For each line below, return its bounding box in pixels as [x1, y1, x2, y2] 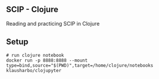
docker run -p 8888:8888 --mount [6, 58, 88, 63]
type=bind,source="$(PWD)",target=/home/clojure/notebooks [6, 62, 154, 69]
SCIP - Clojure [6, 5, 59, 15]
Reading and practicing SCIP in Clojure [6, 20, 100, 27]
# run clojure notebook [6, 52, 65, 58]
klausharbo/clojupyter [6, 67, 62, 73]
